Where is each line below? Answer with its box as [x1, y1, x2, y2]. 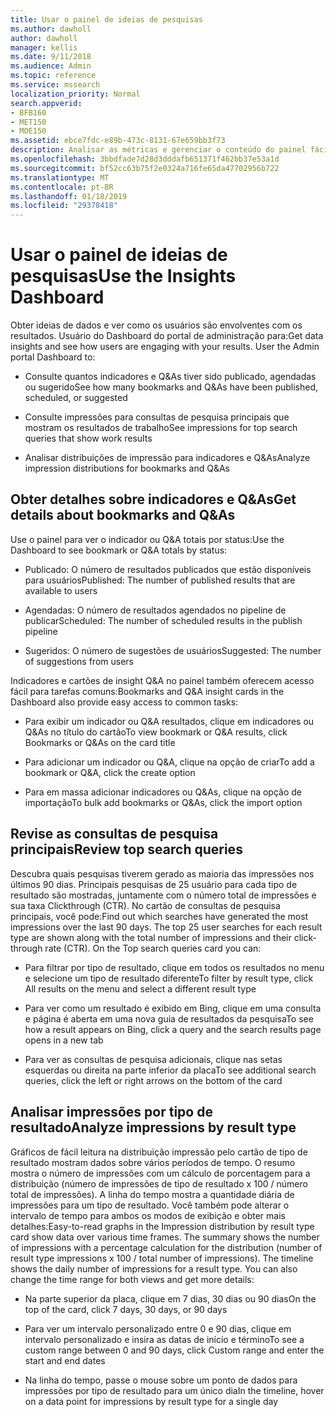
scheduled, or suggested [24, 392, 128, 404]
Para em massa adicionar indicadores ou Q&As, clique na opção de [24, 786, 302, 798]
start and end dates [24, 1354, 106, 1366]
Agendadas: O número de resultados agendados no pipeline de [24, 604, 287, 616]
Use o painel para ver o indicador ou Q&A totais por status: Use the [10, 533, 285, 545]
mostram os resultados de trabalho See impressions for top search [24, 422, 298, 434]
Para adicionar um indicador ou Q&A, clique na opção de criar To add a [24, 756, 315, 768]
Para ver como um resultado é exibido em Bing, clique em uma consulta [24, 1002, 322, 1014]
